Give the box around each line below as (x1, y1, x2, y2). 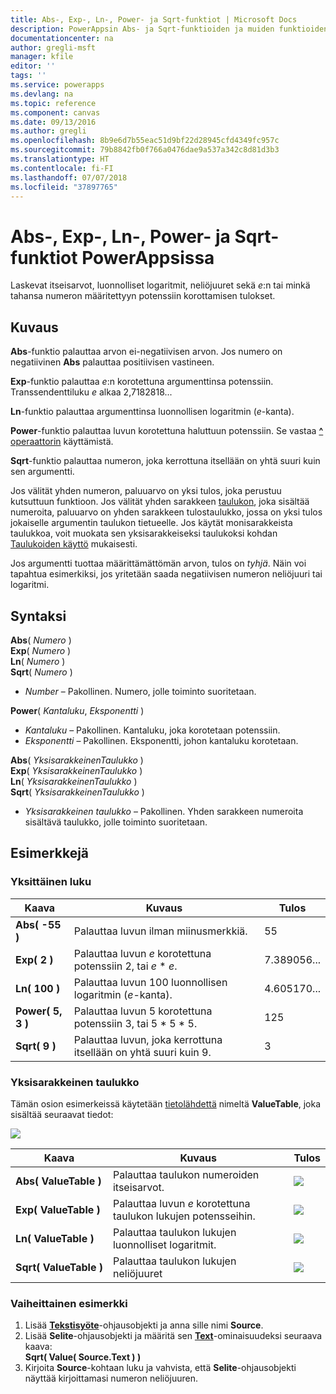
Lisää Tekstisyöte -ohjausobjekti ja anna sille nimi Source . (24, 1319, 264, 1331)
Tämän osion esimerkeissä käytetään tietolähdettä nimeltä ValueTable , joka (10, 1097, 322, 1110)
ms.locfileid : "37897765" (10, 182, 118, 192)
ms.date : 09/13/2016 (10, 117, 97, 127)
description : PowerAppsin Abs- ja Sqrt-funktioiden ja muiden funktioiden (10, 24, 329, 34)
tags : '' (10, 71, 47, 81)
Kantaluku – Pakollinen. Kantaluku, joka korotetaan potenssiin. (24, 724, 281, 736)
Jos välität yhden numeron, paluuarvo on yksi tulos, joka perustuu (10, 485, 282, 497)
